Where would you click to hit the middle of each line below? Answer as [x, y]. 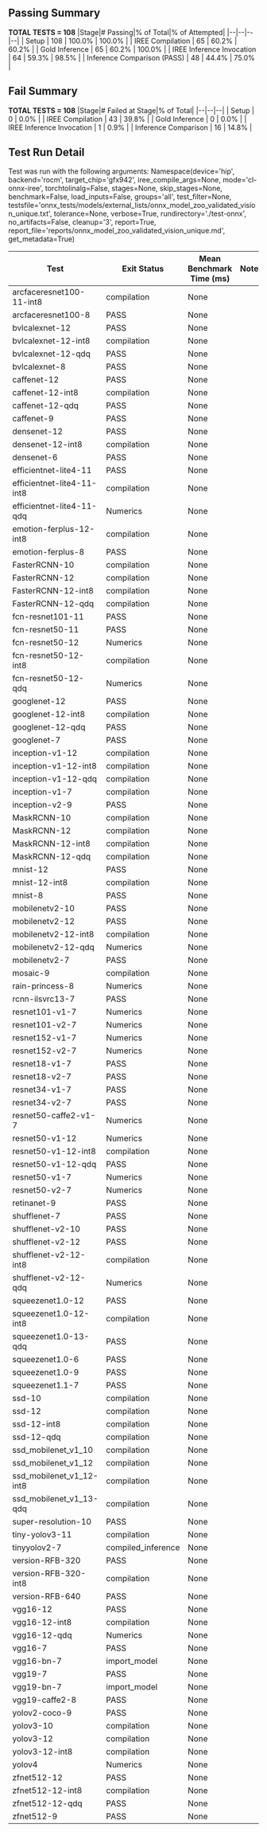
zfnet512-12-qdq [47, 1803]
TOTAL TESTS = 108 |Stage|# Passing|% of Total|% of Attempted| [117, 32]
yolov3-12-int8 [43, 1752]
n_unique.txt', [30, 213]
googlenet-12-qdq [49, 727]
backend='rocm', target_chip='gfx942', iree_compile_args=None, [114, 180]
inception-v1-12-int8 [54, 766]
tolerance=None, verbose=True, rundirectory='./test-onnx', [150, 213]
